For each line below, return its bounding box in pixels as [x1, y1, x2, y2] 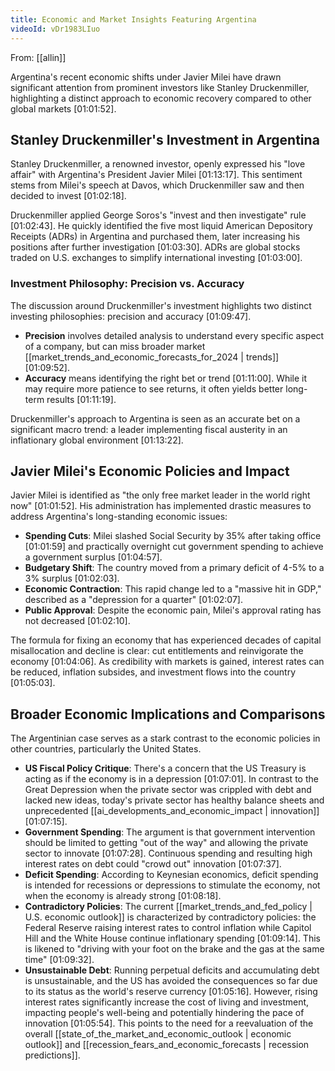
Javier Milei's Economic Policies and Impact [10, 463, 290, 480]
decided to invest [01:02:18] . [10, 190, 127, 202]
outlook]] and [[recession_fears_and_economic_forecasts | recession [24, 1039, 310, 1051]
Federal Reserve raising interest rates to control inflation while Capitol [24, 922, 312, 934]
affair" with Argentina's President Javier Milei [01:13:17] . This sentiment [10, 169, 303, 181]
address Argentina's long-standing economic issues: [10, 511, 228, 523]
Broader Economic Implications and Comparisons [10, 706, 326, 723]
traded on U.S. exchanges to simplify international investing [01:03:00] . [10, 252, 303, 264]
